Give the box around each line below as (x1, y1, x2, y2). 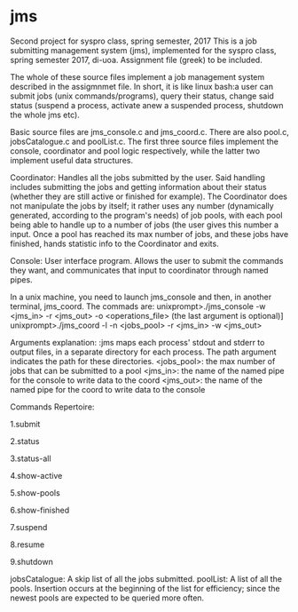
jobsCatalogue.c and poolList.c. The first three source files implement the (10, 136, 278, 147)
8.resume (10, 539, 45, 550)
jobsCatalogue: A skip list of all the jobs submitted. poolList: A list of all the (10, 573, 283, 584)
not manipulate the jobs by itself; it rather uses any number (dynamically (10, 200, 274, 211)
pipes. (10, 274, 34, 285)
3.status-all (10, 453, 51, 464)
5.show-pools (10, 487, 60, 498)
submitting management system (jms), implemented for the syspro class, (10, 44, 278, 55)
